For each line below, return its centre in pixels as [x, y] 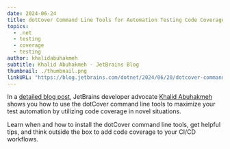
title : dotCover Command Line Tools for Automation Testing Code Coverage [116, 20]
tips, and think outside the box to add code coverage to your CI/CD [102, 132]
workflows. [23, 139]
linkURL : [20, 77]
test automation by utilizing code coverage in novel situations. [94, 111]
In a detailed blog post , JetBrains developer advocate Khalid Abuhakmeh [110, 97]
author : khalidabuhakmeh [42, 58]
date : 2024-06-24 [32, 13]
